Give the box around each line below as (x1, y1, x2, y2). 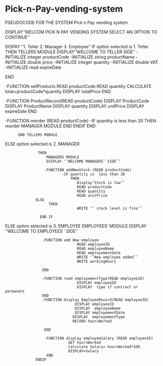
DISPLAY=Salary (68, 348, 99, 353)
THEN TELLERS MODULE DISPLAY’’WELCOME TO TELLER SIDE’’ (5, 49, 135, 55)
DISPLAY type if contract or (77, 285, 138, 289)
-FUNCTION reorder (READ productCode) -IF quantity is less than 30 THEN (5, 118, 157, 123)
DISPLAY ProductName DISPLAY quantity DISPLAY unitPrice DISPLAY (5, 103, 145, 109)
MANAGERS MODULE (46, 155, 79, 160)
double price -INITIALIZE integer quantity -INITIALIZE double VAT (27, 59, 159, 65)
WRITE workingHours (77, 259, 117, 264)
